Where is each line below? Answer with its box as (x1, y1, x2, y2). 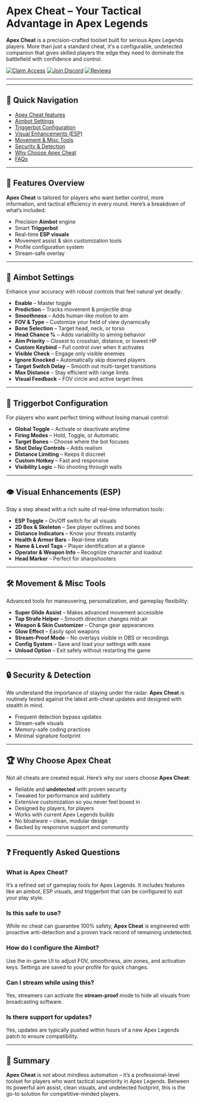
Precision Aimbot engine (14, 218, 76, 225)
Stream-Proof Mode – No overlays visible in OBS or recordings (14, 634, 169, 641)
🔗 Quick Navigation (6, 95, 79, 105)
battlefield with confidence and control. (6, 55, 102, 62)
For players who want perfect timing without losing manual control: (6, 414, 169, 421)
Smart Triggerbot (14, 224, 58, 231)
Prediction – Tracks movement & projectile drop (14, 306, 132, 313)
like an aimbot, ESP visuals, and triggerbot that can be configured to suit (6, 888, 182, 895)
